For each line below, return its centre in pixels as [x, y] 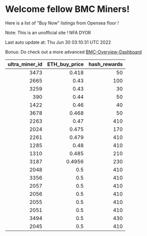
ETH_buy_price [65, 64]
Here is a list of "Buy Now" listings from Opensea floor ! [62, 23]
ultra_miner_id [25, 64]
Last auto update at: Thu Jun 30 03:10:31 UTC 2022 [58, 42]
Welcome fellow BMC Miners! [68, 9]
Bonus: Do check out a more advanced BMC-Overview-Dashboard [73, 52]
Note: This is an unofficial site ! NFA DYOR [48, 32]
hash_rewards [106, 64]
